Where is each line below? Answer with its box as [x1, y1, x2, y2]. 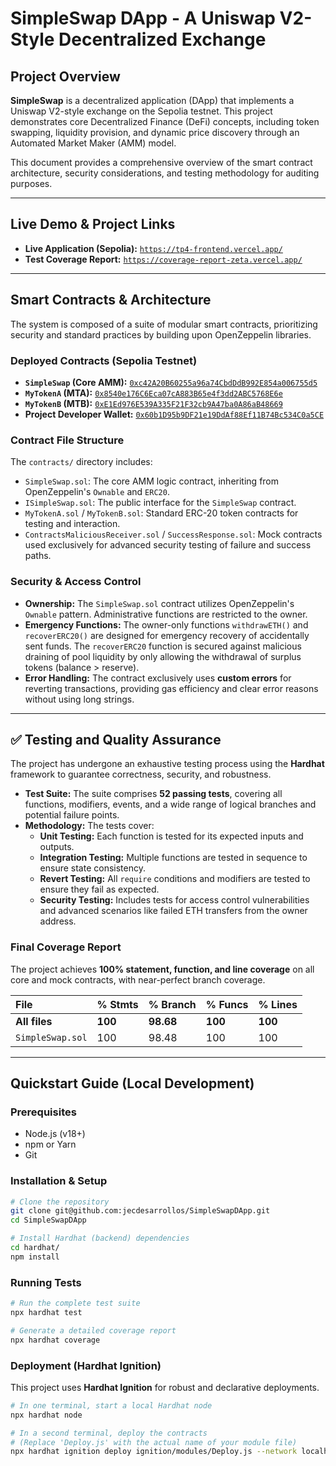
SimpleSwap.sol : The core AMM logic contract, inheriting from [24, 475, 280, 487]
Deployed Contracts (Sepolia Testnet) [10, 353, 198, 367]
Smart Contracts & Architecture [10, 292, 212, 309]
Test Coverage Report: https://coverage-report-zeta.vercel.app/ [24, 253, 303, 265]
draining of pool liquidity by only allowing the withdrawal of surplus [24, 650, 302, 662]
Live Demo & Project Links [10, 216, 176, 233]
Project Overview [10, 68, 121, 85]
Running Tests [10, 1275, 82, 1289]
